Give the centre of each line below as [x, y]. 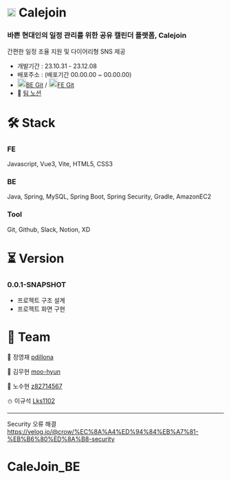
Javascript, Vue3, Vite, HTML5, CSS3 [60, 163]
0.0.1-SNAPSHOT [37, 284]
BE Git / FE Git [50, 85]
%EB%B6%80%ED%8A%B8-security [61, 439]
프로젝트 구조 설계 [41, 301]
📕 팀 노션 [29, 93]
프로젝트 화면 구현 [41, 309]
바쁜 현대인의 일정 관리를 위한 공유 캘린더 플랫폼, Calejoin [97, 36]
